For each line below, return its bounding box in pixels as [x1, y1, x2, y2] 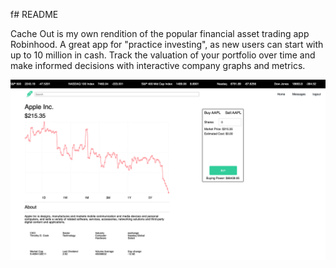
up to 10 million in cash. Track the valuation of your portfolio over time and [10, 49, 316, 61]
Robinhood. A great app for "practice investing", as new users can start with [10, 39, 324, 50]
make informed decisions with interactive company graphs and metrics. [10, 60, 306, 71]
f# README [10, 9, 59, 20]
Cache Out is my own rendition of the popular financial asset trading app [10, 28, 310, 39]
